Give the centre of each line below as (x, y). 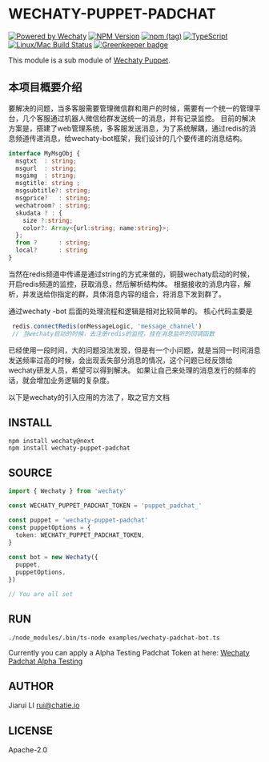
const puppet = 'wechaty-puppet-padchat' (78, 520)
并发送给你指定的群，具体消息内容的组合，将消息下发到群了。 (124, 294)
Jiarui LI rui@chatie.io (44, 705)
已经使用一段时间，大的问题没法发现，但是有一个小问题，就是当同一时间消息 (134, 350)
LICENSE (31, 730)
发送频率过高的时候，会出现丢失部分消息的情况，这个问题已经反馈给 (120, 360)
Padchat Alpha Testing (46, 661)
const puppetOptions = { (50, 527)
